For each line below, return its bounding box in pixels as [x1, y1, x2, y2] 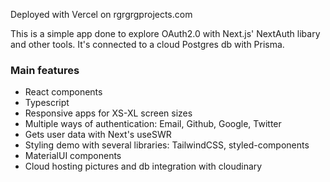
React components [24, 86, 103, 98]
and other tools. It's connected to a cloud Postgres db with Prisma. [10, 39, 285, 50]
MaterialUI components [24, 150, 122, 162]
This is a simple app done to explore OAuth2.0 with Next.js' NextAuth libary [10, 28, 321, 39]
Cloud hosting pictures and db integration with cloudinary [24, 160, 263, 173]
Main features [10, 63, 80, 77]
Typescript [24, 97, 70, 109]
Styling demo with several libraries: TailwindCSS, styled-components [24, 139, 310, 151]
